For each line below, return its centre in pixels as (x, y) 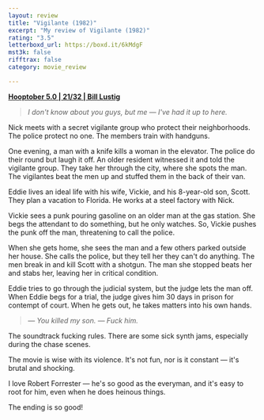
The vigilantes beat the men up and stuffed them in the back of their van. (127, 176)
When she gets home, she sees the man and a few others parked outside (127, 247)
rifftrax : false (35, 60)
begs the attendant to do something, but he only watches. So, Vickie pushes (132, 223)
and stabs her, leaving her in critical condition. (83, 273)
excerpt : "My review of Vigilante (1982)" (79, 30)
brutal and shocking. (41, 368)
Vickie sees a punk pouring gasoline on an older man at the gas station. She (132, 216)
